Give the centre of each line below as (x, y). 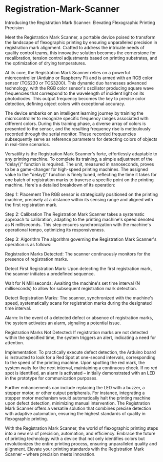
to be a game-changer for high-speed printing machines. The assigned (77, 169)
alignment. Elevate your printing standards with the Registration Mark (74, 449)
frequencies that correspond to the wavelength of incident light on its (75, 93)
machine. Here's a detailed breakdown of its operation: (60, 185)
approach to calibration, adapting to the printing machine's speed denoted (80, 219)
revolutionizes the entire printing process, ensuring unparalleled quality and (81, 443)
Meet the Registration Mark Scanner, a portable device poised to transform (80, 37)
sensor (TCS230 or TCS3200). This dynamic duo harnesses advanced (76, 83)
